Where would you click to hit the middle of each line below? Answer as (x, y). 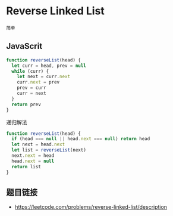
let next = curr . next (43, 77)
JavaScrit (24, 46)
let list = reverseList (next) (49, 150)
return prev (26, 104)
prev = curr (32, 88)
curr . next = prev (38, 82)
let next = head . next (38, 144)
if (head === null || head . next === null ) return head (81, 139)
